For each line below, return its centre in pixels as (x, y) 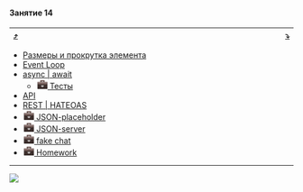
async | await (47, 74)
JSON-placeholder (71, 117)
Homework (56, 152)
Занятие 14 (32, 13)
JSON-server (60, 129)
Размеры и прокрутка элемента (84, 55)
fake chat (53, 141)
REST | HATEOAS (55, 105)
